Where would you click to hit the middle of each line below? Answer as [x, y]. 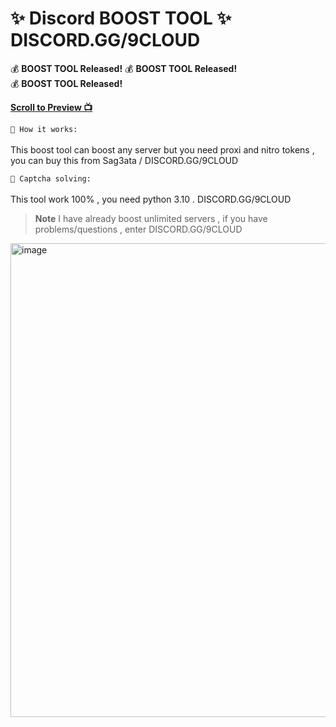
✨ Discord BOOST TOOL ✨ [121, 18]
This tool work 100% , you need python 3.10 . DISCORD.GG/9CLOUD [151, 199]
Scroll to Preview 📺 [51, 107]
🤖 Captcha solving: [51, 178]
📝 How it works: [44, 129]
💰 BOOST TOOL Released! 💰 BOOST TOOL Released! [124, 68]
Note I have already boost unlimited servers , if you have [151, 218]
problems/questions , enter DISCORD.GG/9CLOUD [138, 229]
